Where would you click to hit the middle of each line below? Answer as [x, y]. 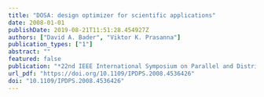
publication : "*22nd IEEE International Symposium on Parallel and [121, 66]
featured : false [35, 59]
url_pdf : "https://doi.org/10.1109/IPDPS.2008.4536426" [101, 74]
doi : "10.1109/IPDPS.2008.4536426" [66, 81]
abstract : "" [29, 52]
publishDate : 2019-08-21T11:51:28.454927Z [79, 30]
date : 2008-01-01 [37, 23]
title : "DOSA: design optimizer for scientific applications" [112, 15]
